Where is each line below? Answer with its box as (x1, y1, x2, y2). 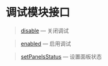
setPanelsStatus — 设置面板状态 (20, 53, 102, 60)
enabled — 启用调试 (20, 40, 71, 47)
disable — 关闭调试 (20, 27, 70, 34)
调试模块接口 (5, 5, 71, 20)
